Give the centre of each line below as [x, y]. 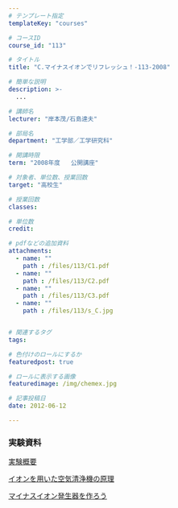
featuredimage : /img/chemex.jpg [62, 384]
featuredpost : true [41, 362]
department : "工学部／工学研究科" [61, 141]
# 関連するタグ [30, 332]
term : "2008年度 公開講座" [54, 163]
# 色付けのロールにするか [45, 354]
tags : [17, 340]
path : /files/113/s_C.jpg [68, 311]
